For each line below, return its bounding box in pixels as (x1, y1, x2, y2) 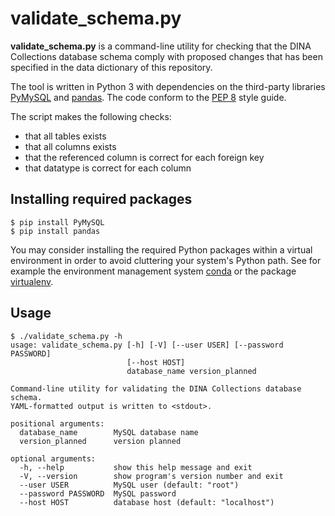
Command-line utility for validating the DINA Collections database (10, 383, 302, 394)
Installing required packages (10, 191, 193, 208)
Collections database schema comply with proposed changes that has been (10, 50, 323, 62)
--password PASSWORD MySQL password (19, 488, 177, 499)
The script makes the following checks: (10, 110, 172, 122)
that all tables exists (24, 130, 107, 142)
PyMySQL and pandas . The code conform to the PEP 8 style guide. (10, 91, 287, 103)
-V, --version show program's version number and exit (19, 471, 284, 481)
